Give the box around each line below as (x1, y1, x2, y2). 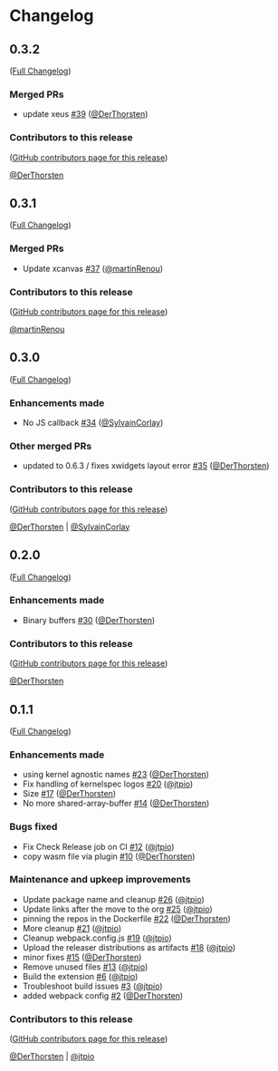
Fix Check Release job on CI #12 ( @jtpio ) (22, 841, 175, 852)
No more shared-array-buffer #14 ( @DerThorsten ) (22, 798, 210, 809)
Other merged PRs (9, 440, 92, 453)
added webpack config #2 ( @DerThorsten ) (22, 989, 184, 1001)
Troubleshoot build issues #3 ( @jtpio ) (22, 980, 163, 991)
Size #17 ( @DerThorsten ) (22, 788, 116, 799)
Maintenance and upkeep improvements (9, 873, 192, 886)
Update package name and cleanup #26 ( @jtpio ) (22, 893, 206, 904)
